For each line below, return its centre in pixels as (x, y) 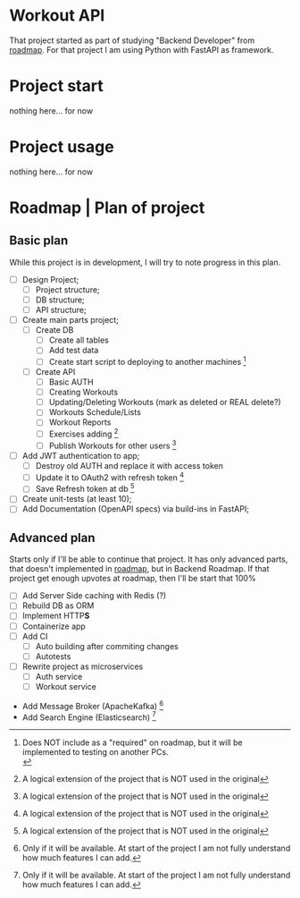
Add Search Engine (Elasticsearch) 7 (89, 716)
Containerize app (54, 626)
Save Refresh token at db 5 (85, 488)
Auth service (59, 676)
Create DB (54, 330)
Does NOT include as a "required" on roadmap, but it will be (132, 742)
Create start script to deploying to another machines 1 (148, 361)
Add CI (35, 636)
